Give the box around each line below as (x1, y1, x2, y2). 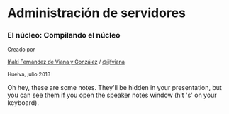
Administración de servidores (7, 5, 186, 21)
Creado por (7, 46, 35, 54)
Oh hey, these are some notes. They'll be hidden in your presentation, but (7, 84, 222, 92)
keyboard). (7, 98, 39, 107)
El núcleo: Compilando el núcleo (7, 30, 121, 40)
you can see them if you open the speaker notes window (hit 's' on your (7, 91, 218, 100)
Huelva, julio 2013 (7, 71, 51, 79)
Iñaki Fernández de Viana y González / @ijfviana (7, 59, 125, 66)
